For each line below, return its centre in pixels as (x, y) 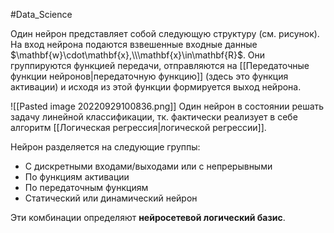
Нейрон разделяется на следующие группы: (105, 147)
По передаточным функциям (86, 187)
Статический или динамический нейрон (111, 198)
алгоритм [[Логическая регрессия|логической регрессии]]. (138, 127)
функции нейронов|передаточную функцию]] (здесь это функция (149, 76)
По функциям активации (77, 177)
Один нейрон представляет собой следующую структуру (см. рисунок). (165, 33)
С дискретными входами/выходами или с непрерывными (148, 166)
